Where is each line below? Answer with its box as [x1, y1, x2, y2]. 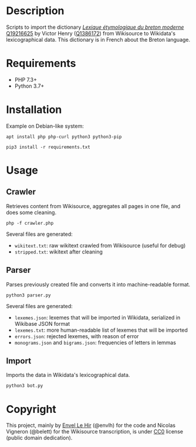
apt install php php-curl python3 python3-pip [6, 134, 122, 139]
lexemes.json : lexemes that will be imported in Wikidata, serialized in [14, 313, 181, 321]
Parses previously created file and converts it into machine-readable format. [6, 281, 191, 288]
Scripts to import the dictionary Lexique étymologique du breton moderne [6, 24, 184, 31]
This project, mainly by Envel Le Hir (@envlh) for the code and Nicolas [6, 422, 176, 429]
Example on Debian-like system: [6, 122, 84, 129]
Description [6, 4, 65, 18]
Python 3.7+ [14, 82, 45, 89]
